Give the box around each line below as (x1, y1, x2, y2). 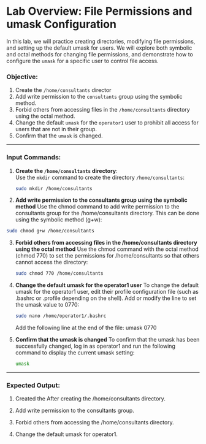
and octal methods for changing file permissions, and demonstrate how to (6, 50, 193, 58)
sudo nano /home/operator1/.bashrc (15, 313, 107, 320)
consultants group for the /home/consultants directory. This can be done (15, 210, 200, 217)
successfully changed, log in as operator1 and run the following (15, 342, 176, 350)
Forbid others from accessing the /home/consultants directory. (15, 419, 175, 426)
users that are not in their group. (15, 126, 97, 133)
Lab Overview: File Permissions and (6, 4, 193, 18)
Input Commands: (6, 153, 61, 162)
